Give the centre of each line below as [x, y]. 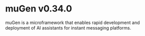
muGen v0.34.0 [39, 9]
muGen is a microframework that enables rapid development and [72, 22]
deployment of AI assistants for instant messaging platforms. [68, 27]
